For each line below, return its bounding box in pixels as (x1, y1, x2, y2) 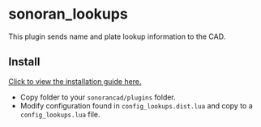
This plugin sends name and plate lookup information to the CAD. (8, 32, 226, 41)
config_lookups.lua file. (19, 109, 101, 119)
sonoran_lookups (8, 5, 128, 23)
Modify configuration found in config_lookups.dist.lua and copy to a (19, 100, 253, 110)
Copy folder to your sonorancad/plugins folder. (19, 92, 176, 102)
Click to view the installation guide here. (8, 76, 142, 86)
